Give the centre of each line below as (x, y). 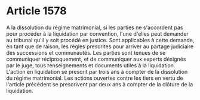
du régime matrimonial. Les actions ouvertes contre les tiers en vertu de (95, 78)
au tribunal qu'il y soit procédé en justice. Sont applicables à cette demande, (100, 40)
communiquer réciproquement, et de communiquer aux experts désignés (96, 59)
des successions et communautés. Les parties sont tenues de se (86, 52)
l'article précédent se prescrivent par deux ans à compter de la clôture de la (100, 84)
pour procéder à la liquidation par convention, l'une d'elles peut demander (98, 33)
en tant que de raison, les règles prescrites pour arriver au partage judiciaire (100, 46)
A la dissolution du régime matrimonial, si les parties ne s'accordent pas (95, 27)
